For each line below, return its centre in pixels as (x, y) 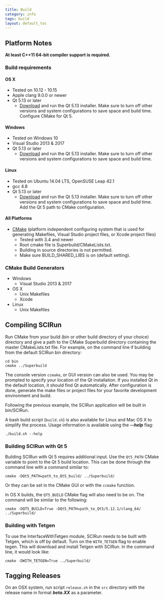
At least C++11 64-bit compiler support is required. (58, 55)
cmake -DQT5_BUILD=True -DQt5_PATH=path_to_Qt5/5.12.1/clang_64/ (73, 509)
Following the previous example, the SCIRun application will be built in (76, 405)
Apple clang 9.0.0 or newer (39, 95)
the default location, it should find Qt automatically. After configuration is (78, 385)
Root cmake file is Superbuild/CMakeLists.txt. (65, 245)
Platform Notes (29, 43)
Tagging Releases (33, 576)
